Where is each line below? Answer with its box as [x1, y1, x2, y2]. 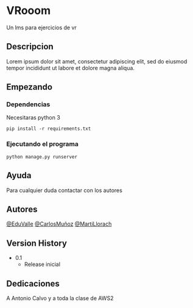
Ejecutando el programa [6, 140, 79, 148]
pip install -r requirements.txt [6, 126, 91, 132]
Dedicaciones [6, 278, 60, 288]
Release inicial [24, 260, 61, 268]
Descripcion [6, 41, 54, 52]
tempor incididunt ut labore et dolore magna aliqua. [6, 64, 135, 71]
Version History [6, 238, 67, 248]
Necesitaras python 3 [6, 114, 61, 121]
